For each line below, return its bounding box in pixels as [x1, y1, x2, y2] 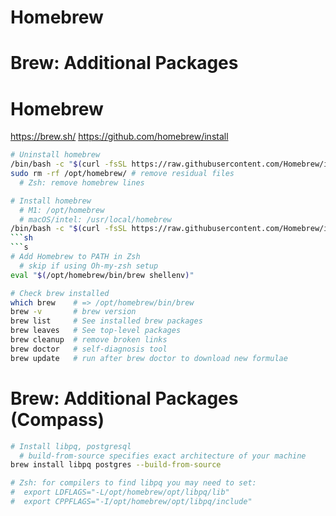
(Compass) [10, 408, 105, 431]
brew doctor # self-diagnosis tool [10, 344, 168, 354]
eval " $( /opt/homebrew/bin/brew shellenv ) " [10, 270, 195, 280]
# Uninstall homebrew [10, 150, 101, 160]
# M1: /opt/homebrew [19, 205, 105, 215]
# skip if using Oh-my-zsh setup [19, 261, 159, 271]
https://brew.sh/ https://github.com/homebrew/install [10, 131, 229, 143]
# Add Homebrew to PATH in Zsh [10, 252, 141, 262]
